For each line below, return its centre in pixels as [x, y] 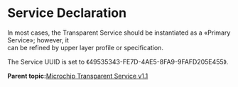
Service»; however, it [38, 40]
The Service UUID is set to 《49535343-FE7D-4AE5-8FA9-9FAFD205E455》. [118, 62]
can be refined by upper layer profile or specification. [85, 47]
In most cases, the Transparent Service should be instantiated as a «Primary [119, 33]
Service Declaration [67, 13]
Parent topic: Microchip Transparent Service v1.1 [78, 76]
